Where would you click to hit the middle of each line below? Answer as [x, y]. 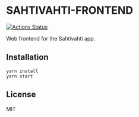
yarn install [22, 71]
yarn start [20, 76]
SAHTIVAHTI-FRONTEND [70, 10]
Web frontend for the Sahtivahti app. [51, 38]
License [21, 95]
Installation [27, 57]
